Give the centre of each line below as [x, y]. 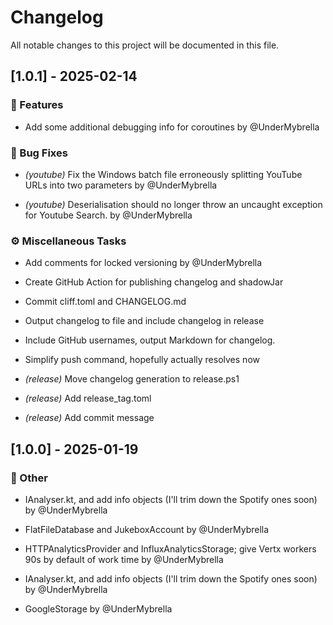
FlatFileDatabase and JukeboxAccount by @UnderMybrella [147, 529]
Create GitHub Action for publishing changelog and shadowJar [154, 282]
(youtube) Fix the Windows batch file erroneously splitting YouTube [163, 174]
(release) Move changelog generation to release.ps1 [132, 379]
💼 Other [29, 478]
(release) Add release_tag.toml [88, 398]
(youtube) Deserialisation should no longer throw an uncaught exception [173, 204]
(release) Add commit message [89, 418]
